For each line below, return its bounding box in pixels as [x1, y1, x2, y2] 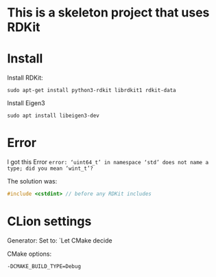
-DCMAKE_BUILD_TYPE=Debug [7, 263, 81, 269]
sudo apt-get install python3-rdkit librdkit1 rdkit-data [7, 87, 176, 94]
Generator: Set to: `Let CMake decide [7, 236, 112, 245]
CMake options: [7, 250, 52, 258]
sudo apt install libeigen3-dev [7, 112, 99, 120]
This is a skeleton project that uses [7, 5, 210, 21]
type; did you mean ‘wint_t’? [7, 165, 94, 173]
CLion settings [7, 214, 92, 230]
